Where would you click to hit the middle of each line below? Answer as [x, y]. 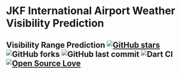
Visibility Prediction [55, 23]
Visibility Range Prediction [56, 45]
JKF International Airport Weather [91, 11]
